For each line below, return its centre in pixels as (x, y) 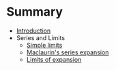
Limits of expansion (54, 59)
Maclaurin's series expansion (68, 52)
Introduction (33, 31)
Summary (34, 12)
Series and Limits (41, 37)
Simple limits (44, 45)
